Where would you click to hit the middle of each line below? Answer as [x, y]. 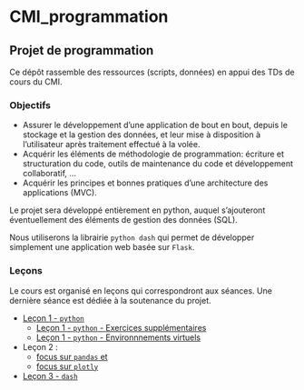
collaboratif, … [49, 174]
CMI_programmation [89, 17]
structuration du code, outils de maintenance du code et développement [157, 164]
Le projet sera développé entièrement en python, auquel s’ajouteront [137, 210]
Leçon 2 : [40, 346]
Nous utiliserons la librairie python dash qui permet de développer [132, 237]
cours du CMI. [36, 82]
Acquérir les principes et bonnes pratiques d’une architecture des [145, 183]
